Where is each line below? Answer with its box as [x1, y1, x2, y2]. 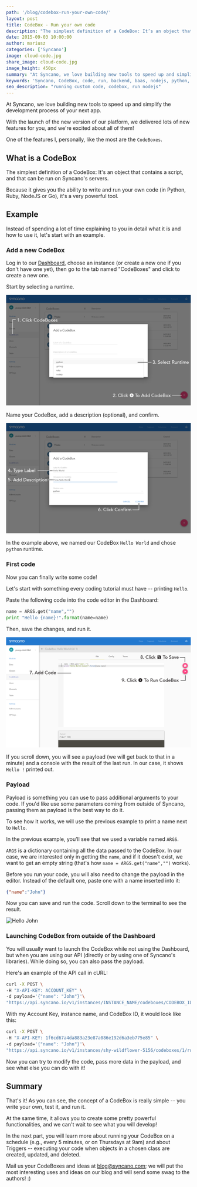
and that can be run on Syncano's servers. [6, 175, 109, 182]
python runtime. [6, 545, 44, 552]
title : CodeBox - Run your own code [6, 22, 96, 28]
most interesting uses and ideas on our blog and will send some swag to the [6, 1168, 190, 1175]
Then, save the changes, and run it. [6, 625, 92, 632]
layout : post [6, 15, 38, 22]
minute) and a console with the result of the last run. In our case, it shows [6, 760, 184, 767]
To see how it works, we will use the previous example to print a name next [6, 817, 188, 825]
